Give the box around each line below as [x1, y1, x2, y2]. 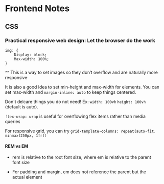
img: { [5, 48, 19, 53]
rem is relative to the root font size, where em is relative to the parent [12, 154, 152, 160]
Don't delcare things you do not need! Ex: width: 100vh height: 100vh [5, 99, 146, 104]
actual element [12, 174, 43, 180]
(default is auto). [5, 103, 38, 110]
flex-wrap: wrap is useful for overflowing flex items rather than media [5, 113, 146, 119]
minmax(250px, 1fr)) [5, 133, 47, 138]
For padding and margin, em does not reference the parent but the [12, 169, 146, 175]
